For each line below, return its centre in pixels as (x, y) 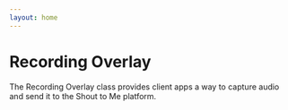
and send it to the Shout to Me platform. (83, 96)
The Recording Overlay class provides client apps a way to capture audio (144, 87)
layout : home (34, 17)
